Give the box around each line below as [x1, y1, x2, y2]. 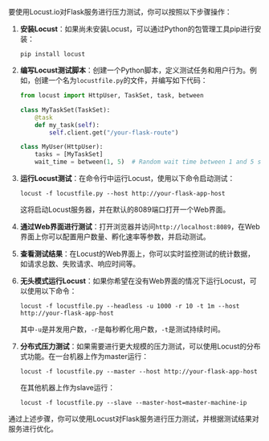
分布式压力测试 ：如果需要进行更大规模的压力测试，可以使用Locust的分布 [19, 341, 261, 351]
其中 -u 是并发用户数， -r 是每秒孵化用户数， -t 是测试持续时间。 [19, 324, 225, 334]
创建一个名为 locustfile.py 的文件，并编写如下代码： [34, 76, 208, 84]
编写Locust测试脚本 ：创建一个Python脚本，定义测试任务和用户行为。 [19, 65, 251, 75]
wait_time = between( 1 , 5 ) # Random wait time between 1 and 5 [35, 158, 255, 167]
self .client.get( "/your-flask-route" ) [49, 128, 179, 137]
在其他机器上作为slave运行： [19, 383, 115, 392]
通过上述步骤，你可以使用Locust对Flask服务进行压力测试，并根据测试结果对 [8, 414, 259, 423]
